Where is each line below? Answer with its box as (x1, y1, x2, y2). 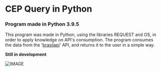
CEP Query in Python (5, 3, 92, 15)
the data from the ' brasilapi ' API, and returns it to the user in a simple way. (5, 42, 155, 48)
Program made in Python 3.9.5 (5, 21, 80, 28)
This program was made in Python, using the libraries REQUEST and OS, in (5, 32, 156, 37)
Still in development (5, 52, 47, 57)
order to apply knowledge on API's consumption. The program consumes (5, 37, 154, 43)
